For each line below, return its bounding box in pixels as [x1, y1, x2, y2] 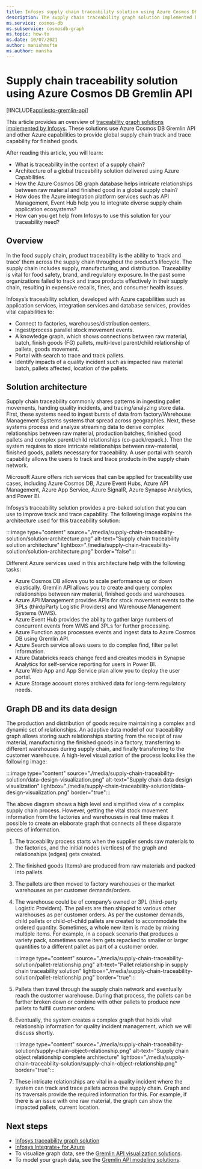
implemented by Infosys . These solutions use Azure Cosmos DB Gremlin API [6, 125, 195, 132]
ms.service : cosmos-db [6, 20, 63, 26]
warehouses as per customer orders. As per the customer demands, [14, 911, 185, 918]
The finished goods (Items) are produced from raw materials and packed [14, 862, 195, 869]
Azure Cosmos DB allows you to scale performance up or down [14, 578, 173, 585]
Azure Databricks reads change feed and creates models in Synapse [14, 654, 185, 662]
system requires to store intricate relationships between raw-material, [6, 443, 179, 450]
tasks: [6, 566, 22, 573]
